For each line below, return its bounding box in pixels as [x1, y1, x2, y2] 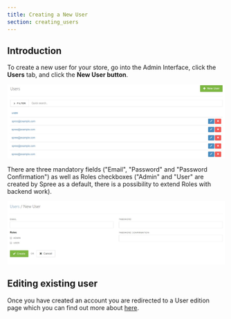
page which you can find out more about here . [7, 303, 140, 311]
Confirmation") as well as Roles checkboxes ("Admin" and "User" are [7, 173, 204, 181]
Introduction [7, 45, 62, 57]
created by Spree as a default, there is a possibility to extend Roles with [7, 180, 212, 188]
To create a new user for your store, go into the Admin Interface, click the [7, 63, 216, 72]
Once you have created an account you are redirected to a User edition [7, 296, 210, 304]
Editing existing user [7, 277, 98, 290]
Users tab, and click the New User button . [7, 71, 129, 79]
